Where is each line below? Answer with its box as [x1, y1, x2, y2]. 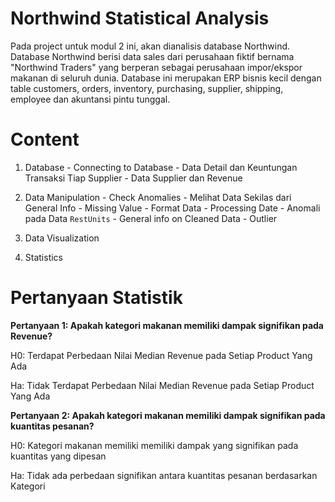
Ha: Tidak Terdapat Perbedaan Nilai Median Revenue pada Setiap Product [10, 379, 315, 391]
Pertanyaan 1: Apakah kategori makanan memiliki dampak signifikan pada [10, 319, 324, 331]
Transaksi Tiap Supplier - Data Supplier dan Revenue [24, 172, 243, 184]
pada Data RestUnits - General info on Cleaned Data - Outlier [24, 212, 278, 224]
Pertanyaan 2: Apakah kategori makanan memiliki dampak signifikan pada [10, 409, 326, 421]
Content [10, 128, 80, 151]
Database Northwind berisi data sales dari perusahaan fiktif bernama [10, 50, 295, 62]
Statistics [24, 251, 64, 263]
